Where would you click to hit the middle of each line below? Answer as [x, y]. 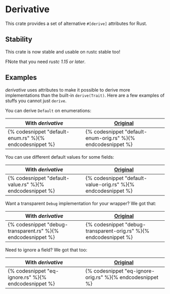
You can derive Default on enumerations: [48, 110]
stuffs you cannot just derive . [36, 101]
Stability [19, 39]
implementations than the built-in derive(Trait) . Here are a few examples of [85, 95]
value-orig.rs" [102, 184]
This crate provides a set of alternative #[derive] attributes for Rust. [76, 23]
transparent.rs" [26, 231]
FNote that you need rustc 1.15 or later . [46, 62]
